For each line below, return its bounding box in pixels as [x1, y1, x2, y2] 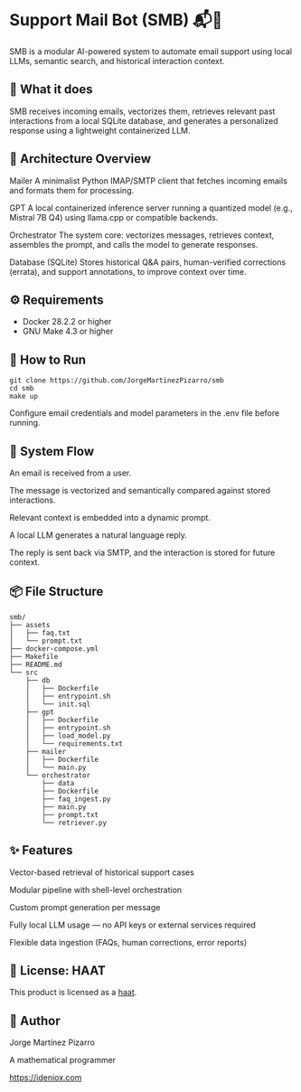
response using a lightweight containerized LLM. [9, 125, 192, 136]
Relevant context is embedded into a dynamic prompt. [9, 513, 211, 522]
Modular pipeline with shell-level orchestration [9, 884, 183, 895]
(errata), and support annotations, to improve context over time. [9, 266, 247, 277]
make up [9, 392, 39, 401]
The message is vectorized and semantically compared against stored [9, 485, 271, 495]
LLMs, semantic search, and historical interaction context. [9, 55, 225, 66]
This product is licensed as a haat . [9, 987, 137, 998]
